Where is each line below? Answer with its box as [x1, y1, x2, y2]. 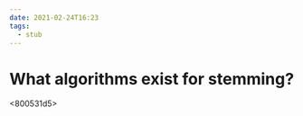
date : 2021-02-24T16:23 [9, 13, 99, 22]
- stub [17, 30, 43, 39]
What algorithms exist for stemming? [9, 68, 295, 89]
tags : [9, 22, 30, 31]
